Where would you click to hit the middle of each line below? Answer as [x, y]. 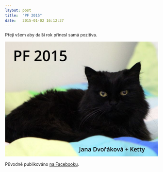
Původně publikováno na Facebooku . [42, 164]
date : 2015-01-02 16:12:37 [34, 20]
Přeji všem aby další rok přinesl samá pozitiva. [51, 35]
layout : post [18, 10]
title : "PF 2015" [24, 15]
